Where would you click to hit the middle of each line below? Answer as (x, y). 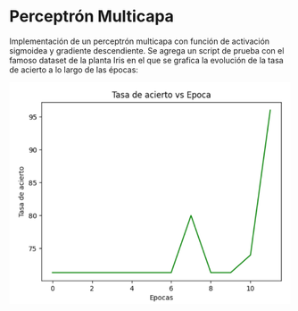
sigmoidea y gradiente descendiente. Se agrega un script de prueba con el (147, 50)
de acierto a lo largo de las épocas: (74, 70)
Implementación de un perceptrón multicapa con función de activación (140, 41)
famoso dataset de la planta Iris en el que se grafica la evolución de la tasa (146, 60)
